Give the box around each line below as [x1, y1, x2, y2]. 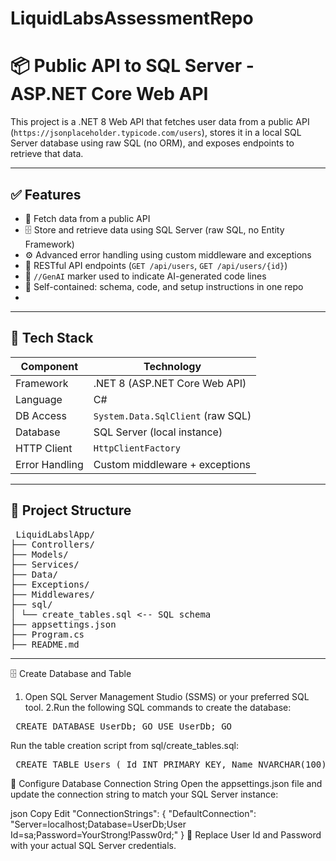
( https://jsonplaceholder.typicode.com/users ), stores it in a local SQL [10, 127, 302, 139]
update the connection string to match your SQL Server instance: [10, 788, 279, 800]
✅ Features [10, 186, 82, 203]
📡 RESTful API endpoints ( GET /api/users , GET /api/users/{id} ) [24, 259, 288, 271]
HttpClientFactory [93, 442, 181, 454]
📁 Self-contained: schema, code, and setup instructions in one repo [24, 280, 304, 292]
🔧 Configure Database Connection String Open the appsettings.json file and [10, 777, 323, 789]
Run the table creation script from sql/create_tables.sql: [10, 739, 239, 751]
